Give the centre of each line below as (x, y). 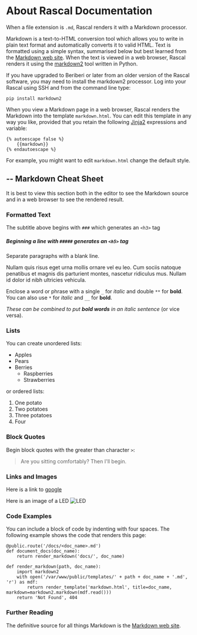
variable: (17, 128)
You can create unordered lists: (44, 343)
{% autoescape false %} (35, 139)
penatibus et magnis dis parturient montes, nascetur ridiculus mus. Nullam (96, 274)
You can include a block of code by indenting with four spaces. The (88, 529)
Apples (23, 355)
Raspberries (38, 374)
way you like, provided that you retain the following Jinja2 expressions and (96, 122)
